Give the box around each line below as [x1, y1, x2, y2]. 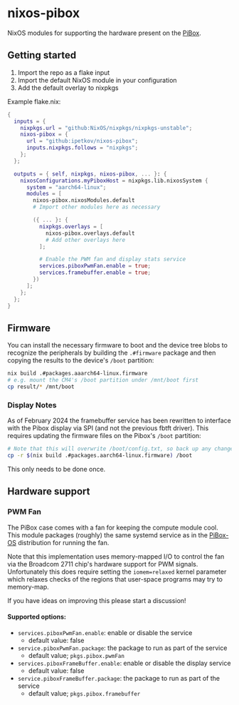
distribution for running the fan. [17, 538, 110, 547]
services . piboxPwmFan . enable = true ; [38, 263, 152, 270]
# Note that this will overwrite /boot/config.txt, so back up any [7, 445, 212, 452]
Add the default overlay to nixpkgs [17, 83, 119, 92]
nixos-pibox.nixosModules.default [33, 197, 135, 204]
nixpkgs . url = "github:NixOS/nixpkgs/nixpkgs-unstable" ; [20, 124, 193, 131]
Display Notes [7, 400, 57, 410]
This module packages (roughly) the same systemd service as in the [7, 530, 208, 539]
